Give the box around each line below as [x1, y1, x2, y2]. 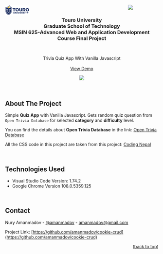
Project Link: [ [5, 229, 33, 235]
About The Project [5, 99, 62, 108]
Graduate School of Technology [43, 22, 120, 29]
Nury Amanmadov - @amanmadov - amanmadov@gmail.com [5, 219, 128, 225]
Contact [5, 207, 30, 215]
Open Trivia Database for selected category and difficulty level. [5, 117, 135, 124]
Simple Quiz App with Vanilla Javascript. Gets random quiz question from [5, 112, 152, 118]
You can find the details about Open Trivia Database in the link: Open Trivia [5, 127, 157, 133]
